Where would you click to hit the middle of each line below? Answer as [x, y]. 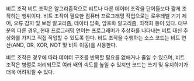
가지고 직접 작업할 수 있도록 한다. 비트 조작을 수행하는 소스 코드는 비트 [101, 38]
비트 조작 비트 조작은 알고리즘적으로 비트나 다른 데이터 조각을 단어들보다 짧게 [93, 8]
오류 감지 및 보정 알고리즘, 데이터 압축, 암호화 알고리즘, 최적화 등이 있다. [95, 23]
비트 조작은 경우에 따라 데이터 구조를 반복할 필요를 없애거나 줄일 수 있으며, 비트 [96, 57]
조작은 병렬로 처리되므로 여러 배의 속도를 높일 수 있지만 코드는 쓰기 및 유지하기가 [97, 65]
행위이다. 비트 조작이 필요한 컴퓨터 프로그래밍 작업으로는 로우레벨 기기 [101, 16]
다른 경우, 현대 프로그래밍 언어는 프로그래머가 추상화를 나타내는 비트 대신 [99, 30]
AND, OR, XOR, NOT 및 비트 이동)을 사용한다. [65, 45]
